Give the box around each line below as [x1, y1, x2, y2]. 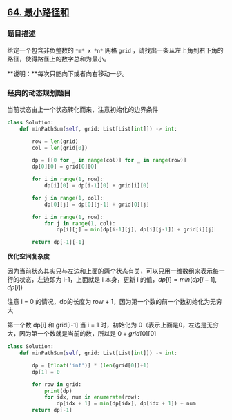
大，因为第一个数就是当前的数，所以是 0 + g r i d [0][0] [7, 330, 157, 338]
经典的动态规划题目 [7, 88, 71, 98]
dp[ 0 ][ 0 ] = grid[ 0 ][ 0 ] [32, 163, 97, 171]
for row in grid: [32, 381, 81, 388]
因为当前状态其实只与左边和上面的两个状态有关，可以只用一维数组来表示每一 [7, 267, 225, 275]
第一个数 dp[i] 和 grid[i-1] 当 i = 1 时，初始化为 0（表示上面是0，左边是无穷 [7, 321, 219, 330]
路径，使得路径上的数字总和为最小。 [7, 55, 110, 63]
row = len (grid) [32, 137, 79, 145]
